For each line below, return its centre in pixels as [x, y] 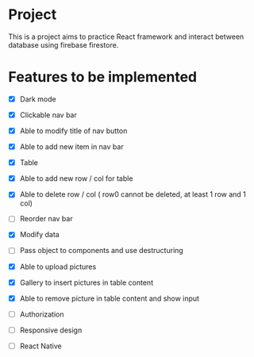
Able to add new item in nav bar [72, 147]
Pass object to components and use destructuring [102, 251]
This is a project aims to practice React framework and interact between [126, 36]
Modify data [39, 235]
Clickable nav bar [48, 115]
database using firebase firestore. [63, 44]
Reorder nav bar [46, 219]
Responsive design [51, 330]
